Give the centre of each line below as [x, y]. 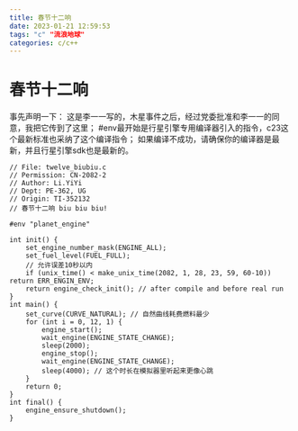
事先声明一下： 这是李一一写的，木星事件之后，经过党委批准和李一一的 [140, 117]
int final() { [36, 403]
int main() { [34, 305]
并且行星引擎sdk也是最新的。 [79, 150]
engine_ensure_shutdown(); [76, 410]
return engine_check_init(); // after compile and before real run [154, 289]
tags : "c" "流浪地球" [47, 34]
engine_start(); [72, 330]
